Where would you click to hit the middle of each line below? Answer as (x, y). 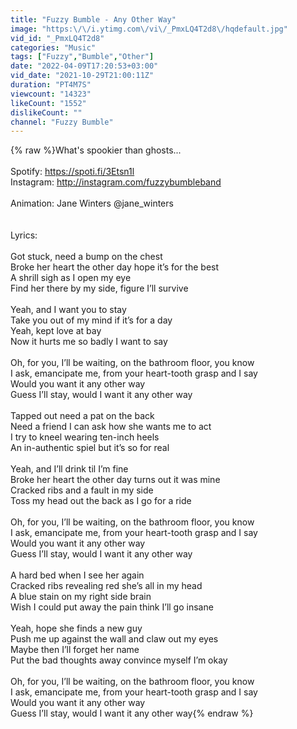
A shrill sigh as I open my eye (71, 278)
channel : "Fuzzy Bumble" (62, 122)
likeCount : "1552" (48, 103)
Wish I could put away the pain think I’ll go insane (112, 607)
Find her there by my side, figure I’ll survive (99, 288)
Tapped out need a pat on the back (82, 416)
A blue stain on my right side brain (81, 597)
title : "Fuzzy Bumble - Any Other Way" (93, 19)
